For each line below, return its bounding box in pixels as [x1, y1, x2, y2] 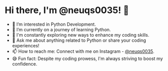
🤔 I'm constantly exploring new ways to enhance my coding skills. [12, 32, 150, 38]
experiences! [12, 42, 39, 48]
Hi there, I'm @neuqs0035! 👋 [5, 5, 130, 16]
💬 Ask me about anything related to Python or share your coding [12, 37, 146, 43]
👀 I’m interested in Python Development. [12, 21, 96, 27]
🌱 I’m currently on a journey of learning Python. [12, 26, 111, 32]
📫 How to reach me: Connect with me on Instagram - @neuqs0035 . [12, 48, 155, 54]
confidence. [12, 60, 37, 67]
